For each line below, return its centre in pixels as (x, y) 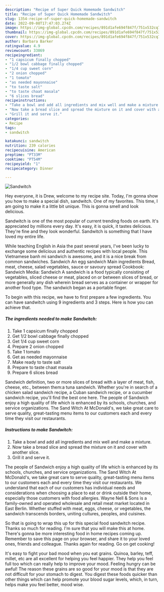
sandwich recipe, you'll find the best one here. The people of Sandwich (77, 398)
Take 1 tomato (26, 352)
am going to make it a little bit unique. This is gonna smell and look (72, 206)
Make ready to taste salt (36, 362)
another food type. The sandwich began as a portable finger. (66, 288)
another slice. (26, 452)
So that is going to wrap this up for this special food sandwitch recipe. (75, 523)
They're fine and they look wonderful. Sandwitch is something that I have (79, 231)
